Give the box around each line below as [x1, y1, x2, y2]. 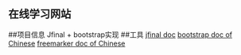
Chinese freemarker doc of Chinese [8, 38, 126, 48]
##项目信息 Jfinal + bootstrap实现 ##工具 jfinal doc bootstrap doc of [8, 30, 233, 39]
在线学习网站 [8, 7, 72, 21]
